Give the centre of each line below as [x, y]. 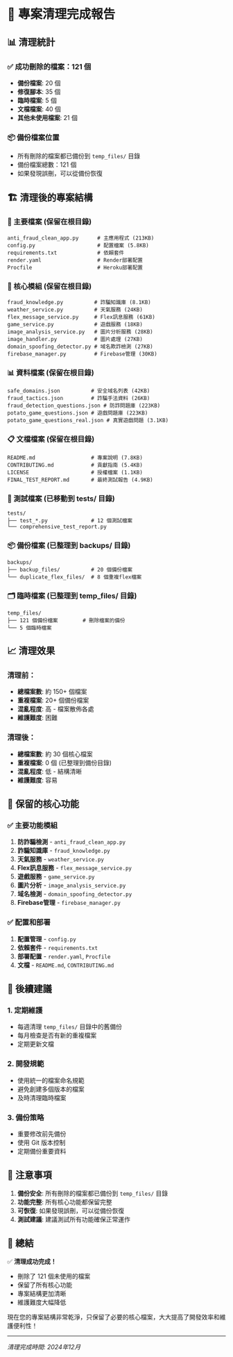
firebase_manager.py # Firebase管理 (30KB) [82, 354]
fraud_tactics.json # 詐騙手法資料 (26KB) [79, 399]
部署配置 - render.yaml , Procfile [64, 956]
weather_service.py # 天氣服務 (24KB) [75, 310]
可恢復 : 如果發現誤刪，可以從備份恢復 [71, 1210]
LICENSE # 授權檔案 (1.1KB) [75, 472]
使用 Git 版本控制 [41, 1142]
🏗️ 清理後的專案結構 [50, 198]
